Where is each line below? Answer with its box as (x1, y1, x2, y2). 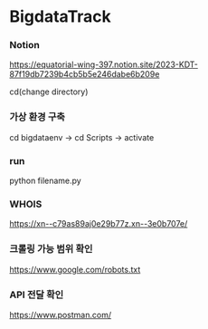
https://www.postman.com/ (9, 309, 111, 320)
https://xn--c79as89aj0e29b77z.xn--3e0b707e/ (9, 218, 188, 229)
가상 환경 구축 (9, 111, 66, 123)
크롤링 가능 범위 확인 (9, 243, 93, 256)
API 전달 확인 (9, 288, 64, 301)
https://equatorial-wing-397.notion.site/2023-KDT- (9, 59, 199, 70)
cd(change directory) (9, 86, 89, 97)
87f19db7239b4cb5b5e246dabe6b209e (9, 69, 160, 80)
